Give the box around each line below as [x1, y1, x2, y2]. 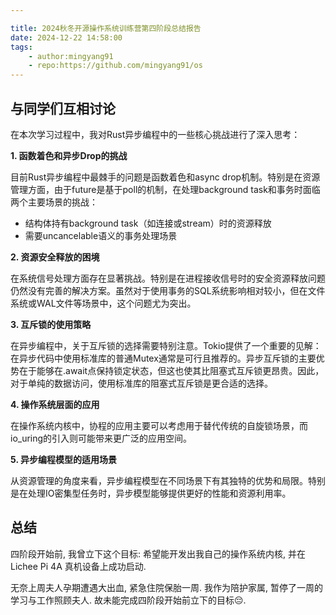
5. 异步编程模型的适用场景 [10, 453, 117, 465]
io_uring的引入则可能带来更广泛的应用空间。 [10, 432, 193, 444]
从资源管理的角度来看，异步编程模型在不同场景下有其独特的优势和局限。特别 [10, 474, 326, 486]
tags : [10, 42, 33, 52]
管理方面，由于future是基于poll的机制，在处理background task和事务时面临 [10, 183, 321, 195]
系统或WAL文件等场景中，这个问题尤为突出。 [10, 297, 197, 309]
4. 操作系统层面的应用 [10, 398, 100, 410]
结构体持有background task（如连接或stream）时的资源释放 [24, 217, 272, 229]
